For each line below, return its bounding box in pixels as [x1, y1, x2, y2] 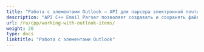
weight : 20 [6, 25, 34, 32]
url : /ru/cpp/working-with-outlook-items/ [6, 20, 115, 26]
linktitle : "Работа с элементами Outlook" [6, 36, 115, 42]
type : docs [6, 31, 34, 37]
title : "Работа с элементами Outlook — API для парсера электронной [6, 8, 183, 15]
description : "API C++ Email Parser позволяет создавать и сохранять [6, 14, 186, 20]
